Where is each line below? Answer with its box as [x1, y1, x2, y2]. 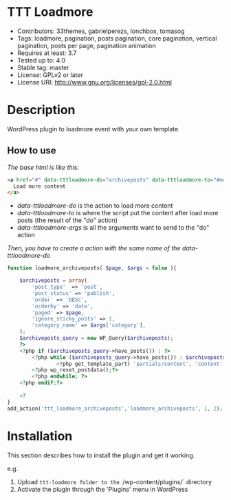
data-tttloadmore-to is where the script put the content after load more [16, 209, 219, 217]
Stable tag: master [16, 63, 69, 72]
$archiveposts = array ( [19, 277, 88, 284]
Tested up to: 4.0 [16, 56, 66, 64]
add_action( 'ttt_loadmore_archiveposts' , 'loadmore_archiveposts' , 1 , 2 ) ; [7, 405, 223, 412]
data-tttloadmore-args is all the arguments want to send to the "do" [16, 224, 210, 232]
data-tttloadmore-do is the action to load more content [16, 202, 173, 210]
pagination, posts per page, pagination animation [16, 41, 156, 50]
